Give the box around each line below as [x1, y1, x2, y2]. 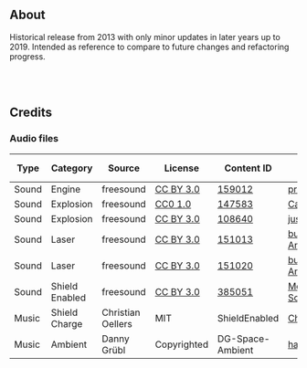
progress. [9, 50, 46, 62]
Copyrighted [154, 338, 208, 351]
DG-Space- [217, 332, 270, 345]
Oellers [101, 317, 132, 330]
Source [108, 162, 140, 174]
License [164, 162, 199, 174]
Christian [101, 306, 141, 319]
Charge [50, 317, 83, 330]
